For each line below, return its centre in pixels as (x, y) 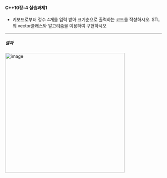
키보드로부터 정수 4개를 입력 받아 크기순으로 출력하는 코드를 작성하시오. (81, 19)
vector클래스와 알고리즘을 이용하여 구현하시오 (62, 26)
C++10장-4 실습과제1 (26, 7)
